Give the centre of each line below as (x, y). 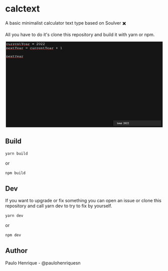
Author (16, 251)
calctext (23, 9)
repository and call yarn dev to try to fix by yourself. (59, 206)
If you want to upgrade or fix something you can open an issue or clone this (83, 201)
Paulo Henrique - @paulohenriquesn (43, 263)
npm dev (13, 235)
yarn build (17, 154)
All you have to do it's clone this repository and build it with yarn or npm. (80, 34)
